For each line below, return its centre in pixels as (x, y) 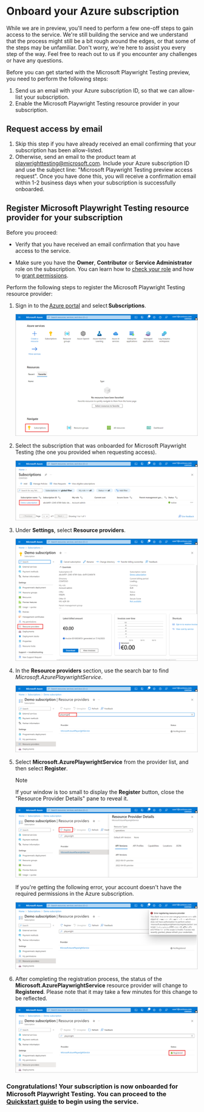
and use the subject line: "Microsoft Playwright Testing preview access (104, 169)
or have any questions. (35, 60)
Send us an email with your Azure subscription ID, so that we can (96, 90)
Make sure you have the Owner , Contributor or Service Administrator (104, 262)
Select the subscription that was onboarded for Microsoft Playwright (100, 445)
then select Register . (41, 768)
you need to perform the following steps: (57, 79)
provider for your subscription (65, 218)
